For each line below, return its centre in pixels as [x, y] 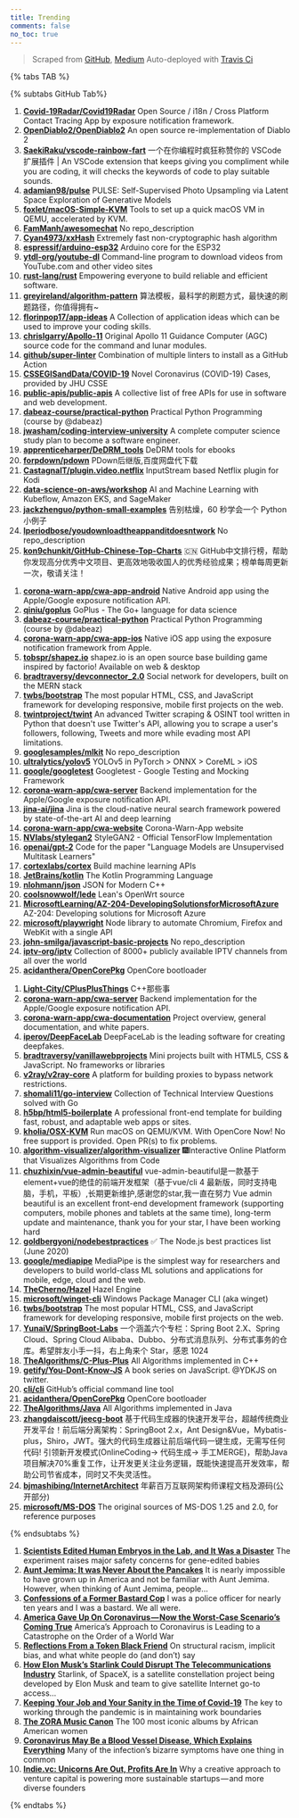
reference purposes [59, 1516]
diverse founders [54, 1788]
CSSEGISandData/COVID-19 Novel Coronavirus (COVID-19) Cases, [146, 374]
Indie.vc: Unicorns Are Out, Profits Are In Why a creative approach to [152, 1769]
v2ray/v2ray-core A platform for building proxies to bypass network [148, 1075]
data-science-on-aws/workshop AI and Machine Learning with [141, 490]
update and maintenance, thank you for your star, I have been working [152, 1223]
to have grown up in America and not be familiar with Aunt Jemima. [146, 1580]
